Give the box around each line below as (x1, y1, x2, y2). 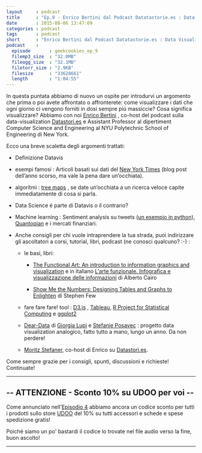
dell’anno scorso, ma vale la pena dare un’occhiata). (14, 172, 144, 179)
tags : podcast (6, 31, 61, 37)
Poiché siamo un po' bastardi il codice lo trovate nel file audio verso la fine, (6, 428, 192, 435)
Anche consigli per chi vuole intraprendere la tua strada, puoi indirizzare (14, 232, 194, 239)
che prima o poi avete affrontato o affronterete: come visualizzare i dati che (6, 99, 194, 106)
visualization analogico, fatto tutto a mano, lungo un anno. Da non (23, 328, 187, 336)
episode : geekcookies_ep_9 (11, 48, 98, 54)
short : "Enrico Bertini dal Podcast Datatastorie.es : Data (6, 37, 176, 43)
